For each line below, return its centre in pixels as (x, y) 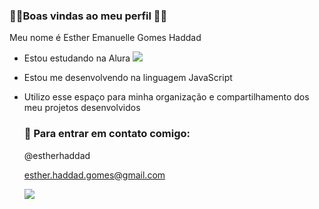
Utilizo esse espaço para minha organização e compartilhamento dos (166, 97)
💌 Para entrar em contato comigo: (107, 134)
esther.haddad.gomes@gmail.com (94, 175)
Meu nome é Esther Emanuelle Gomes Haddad (105, 38)
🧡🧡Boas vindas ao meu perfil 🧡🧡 (88, 16)
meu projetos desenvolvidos (82, 108)
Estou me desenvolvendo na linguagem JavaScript (128, 78)
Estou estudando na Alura (77, 58)
